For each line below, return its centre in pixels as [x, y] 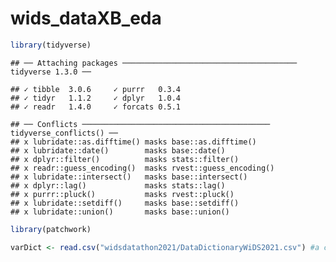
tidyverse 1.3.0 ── [51, 72]
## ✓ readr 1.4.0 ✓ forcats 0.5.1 [96, 107]
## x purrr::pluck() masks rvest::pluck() [122, 194]
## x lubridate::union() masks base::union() [120, 212]
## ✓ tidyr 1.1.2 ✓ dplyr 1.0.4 [96, 98]
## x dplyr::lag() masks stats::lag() [118, 185]
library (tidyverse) [51, 45]
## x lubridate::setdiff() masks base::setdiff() [125, 203]
